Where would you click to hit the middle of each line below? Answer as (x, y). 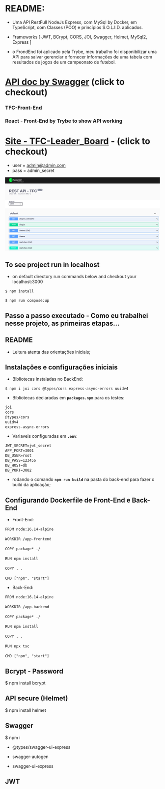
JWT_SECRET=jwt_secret (28, 446)
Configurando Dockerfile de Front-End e (68, 500)
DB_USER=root (18, 456)
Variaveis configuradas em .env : (45, 436)
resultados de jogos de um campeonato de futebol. (64, 62)
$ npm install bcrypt (25, 683)
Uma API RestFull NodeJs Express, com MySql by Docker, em (74, 22)
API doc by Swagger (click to (65, 82)
